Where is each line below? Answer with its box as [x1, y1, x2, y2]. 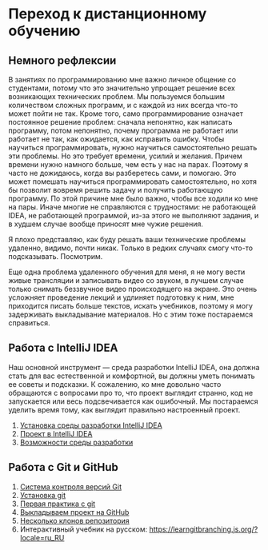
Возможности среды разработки [19, 437, 134, 447]
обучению [8, 22, 81, 40]
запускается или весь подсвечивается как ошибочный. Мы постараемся [8, 397, 258, 406]
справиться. [8, 318, 50, 328]
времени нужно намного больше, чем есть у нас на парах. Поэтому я [8, 160, 249, 169]
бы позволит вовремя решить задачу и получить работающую [8, 185, 223, 194]
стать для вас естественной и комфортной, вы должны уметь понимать [8, 371, 255, 381]
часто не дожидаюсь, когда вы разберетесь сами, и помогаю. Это [8, 169, 237, 177]
